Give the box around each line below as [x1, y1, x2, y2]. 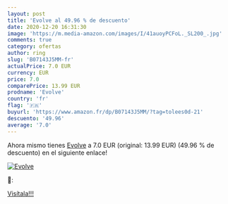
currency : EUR [7, 69, 49, 76]
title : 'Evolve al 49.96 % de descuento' [7, 17, 131, 24]
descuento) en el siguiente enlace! [7, 148, 108, 157]
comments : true [7, 37, 52, 44]
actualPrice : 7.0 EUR [7, 63, 71, 70]
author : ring [7, 50, 46, 57]
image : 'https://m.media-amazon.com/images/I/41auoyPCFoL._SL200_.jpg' [7, 30, 222, 37]
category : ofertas [7, 43, 61, 50]
